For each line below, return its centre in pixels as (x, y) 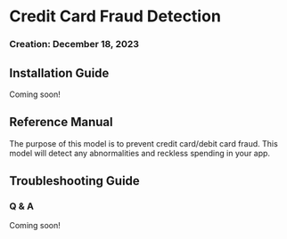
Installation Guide (59, 73)
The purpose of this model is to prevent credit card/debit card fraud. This (143, 143)
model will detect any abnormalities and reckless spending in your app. (139, 153)
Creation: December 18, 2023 (74, 44)
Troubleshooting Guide (74, 181)
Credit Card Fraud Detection (115, 16)
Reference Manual (61, 122)
